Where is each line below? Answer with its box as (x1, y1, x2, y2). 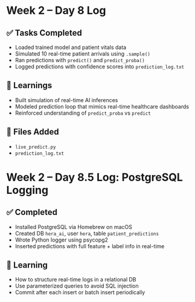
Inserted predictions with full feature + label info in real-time (14, 242, 165, 249)
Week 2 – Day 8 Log (6, 4, 106, 18)
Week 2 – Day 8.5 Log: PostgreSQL (6, 170, 183, 184)
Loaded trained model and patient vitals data (14, 43, 127, 51)
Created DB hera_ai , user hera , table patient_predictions (14, 230, 159, 237)
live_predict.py (14, 144, 56, 150)
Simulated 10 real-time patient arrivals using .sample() (14, 50, 151, 57)
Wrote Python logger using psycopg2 (14, 236, 109, 243)
